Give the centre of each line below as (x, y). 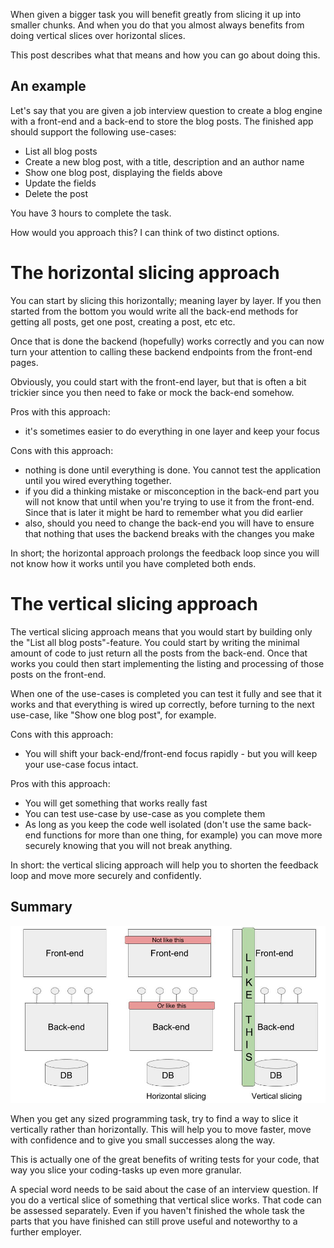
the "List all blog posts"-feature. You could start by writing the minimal (155, 642)
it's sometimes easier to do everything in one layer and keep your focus (172, 431)
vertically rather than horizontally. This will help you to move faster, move (161, 1129)
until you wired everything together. (98, 480)
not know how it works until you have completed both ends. (133, 563)
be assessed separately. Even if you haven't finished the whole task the (157, 1210)
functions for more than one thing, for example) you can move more (183, 835)
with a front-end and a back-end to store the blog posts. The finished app (162, 121)
